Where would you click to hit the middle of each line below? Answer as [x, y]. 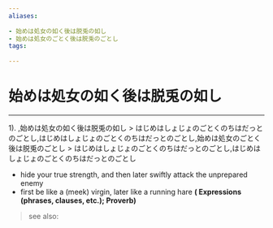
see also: [43, 216]
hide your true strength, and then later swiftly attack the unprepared [134, 174]
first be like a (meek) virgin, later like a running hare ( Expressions [131, 191]
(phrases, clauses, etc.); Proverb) [78, 200]
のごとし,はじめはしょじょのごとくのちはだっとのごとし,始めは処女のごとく [135, 138]
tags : [17, 46]
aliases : [23, 16]
